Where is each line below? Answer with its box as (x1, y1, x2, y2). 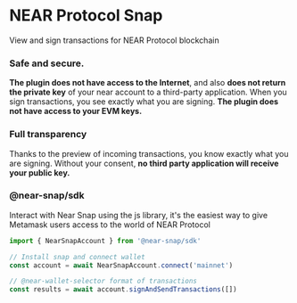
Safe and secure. (9, 57, 85, 70)
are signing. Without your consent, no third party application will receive (9, 158, 279, 168)
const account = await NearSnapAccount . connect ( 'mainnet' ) (9, 260, 234, 270)
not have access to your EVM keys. (9, 106, 143, 117)
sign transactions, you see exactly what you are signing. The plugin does (9, 96, 279, 107)
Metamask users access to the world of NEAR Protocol (9, 219, 211, 230)
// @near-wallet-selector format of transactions (9, 277, 198, 286)
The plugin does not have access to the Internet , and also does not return (9, 78, 286, 88)
